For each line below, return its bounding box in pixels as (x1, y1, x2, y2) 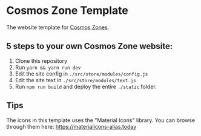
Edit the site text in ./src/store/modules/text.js (15, 76, 136, 83)
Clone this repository (15, 57, 68, 64)
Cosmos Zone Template (6, 4, 128, 18)
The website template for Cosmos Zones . (6, 24, 110, 31)
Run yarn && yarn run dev (15, 63, 81, 71)
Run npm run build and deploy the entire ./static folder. (15, 83, 157, 90)
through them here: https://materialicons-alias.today (6, 123, 137, 130)
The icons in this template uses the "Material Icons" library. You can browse (6, 116, 196, 124)
